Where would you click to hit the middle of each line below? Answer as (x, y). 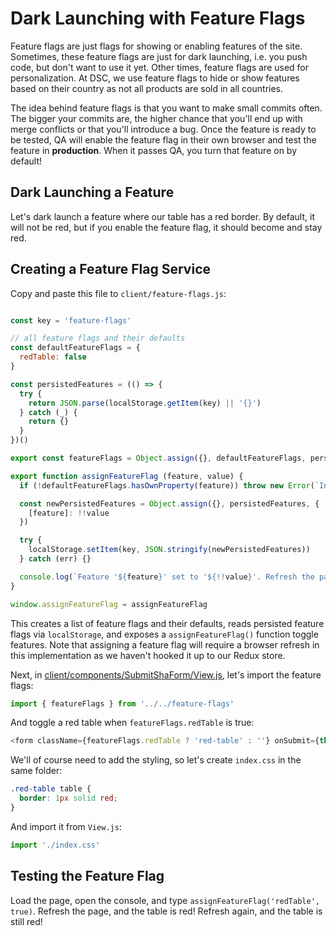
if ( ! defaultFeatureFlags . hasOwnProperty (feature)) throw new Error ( (167, 485)
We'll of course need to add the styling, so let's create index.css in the (156, 760)
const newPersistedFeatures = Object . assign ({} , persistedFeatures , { (169, 503)
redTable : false (53, 357)
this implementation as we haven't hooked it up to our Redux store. (148, 655)
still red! (26, 921)
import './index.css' (55, 845)
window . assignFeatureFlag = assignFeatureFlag (109, 604)
